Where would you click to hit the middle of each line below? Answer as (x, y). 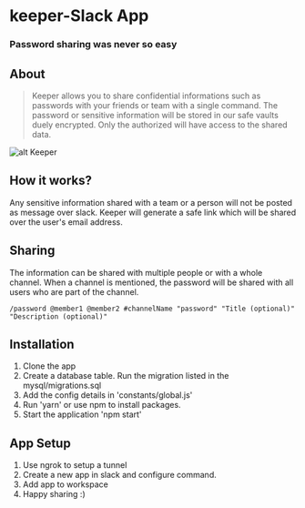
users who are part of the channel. (74, 291)
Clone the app (49, 366)
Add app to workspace (66, 484)
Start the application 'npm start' (82, 414)
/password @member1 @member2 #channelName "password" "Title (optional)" (152, 309)
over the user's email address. (66, 222)
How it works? (51, 181)
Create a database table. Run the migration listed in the (126, 376)
